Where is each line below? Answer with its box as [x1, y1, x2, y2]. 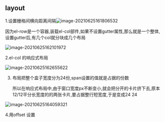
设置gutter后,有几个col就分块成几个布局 [5, 34, 86, 40]
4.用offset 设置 [5, 112, 36, 118]
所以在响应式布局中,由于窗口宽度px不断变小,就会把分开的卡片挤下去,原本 [12, 85, 160, 91]
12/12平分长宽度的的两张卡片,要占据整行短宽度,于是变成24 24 [12, 91, 138, 97]
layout [5, 4, 25, 12]
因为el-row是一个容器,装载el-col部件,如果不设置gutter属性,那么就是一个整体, [5, 28, 160, 34]
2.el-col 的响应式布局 [5, 55, 49, 61]
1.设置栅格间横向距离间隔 [5, 17, 56, 24]
